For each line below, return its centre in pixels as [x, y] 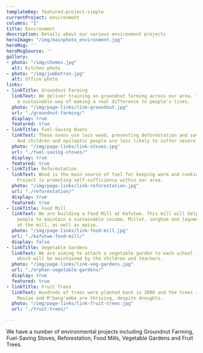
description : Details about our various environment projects [86, 34]
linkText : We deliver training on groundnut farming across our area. [102, 96]
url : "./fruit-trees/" [40, 309]
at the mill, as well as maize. [58, 225]
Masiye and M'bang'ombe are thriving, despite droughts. [90, 298]
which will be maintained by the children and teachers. [90, 259]
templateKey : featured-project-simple [55, 12]
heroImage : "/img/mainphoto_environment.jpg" [64, 40]
